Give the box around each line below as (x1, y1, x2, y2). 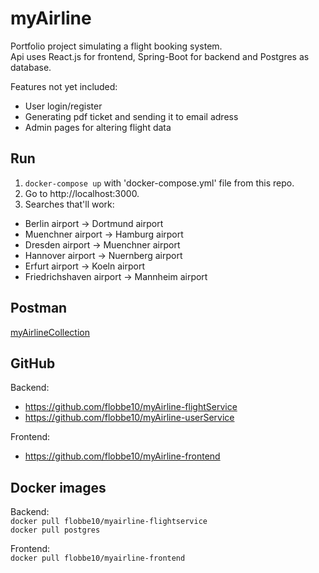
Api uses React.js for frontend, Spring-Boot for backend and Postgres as (10, 50, 310, 62)
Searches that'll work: (24, 198, 115, 210)
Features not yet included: (10, 80, 118, 92)
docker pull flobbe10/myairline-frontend (10, 553, 186, 564)
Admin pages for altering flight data (24, 121, 172, 133)
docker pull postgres (10, 525, 101, 536)
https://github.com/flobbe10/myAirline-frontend (24, 450, 221, 462)
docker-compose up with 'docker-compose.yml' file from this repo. (24, 177, 295, 189)
